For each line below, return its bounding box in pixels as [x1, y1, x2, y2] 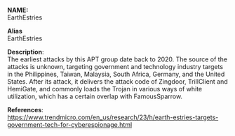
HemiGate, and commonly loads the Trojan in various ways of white [7, 85, 202, 93]
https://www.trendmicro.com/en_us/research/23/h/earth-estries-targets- [7, 113, 219, 121]
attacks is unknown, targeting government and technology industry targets [7, 63, 223, 70]
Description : [7, 48, 44, 56]
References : [7, 106, 43, 114]
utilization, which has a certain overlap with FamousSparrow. [7, 92, 183, 100]
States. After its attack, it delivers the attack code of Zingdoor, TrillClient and [7, 77, 228, 86]
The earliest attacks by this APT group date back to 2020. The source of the [7, 55, 228, 63]
